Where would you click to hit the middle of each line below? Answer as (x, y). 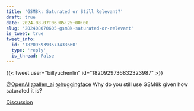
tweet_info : (21, 39)
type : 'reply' (29, 50)
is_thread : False (33, 56)
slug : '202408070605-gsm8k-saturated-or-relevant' (70, 28)
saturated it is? (24, 90)
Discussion (20, 102)
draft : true (21, 17)
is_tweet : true (25, 34)
